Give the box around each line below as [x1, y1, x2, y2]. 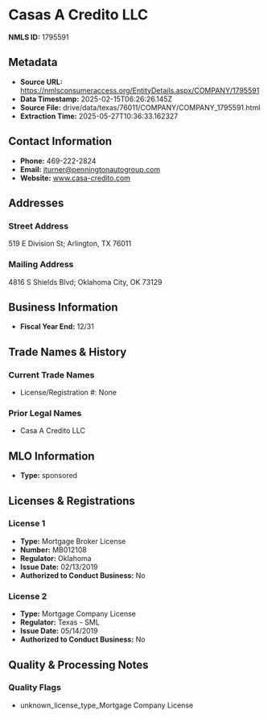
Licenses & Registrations [8, 493, 135, 508]
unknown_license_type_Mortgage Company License [19, 700, 194, 710]
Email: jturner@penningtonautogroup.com [19, 164, 161, 174]
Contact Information [8, 134, 113, 148]
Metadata [8, 56, 58, 69]
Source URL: [19, 76, 63, 86]
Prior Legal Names [8, 407, 82, 419]
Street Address [8, 220, 69, 231]
